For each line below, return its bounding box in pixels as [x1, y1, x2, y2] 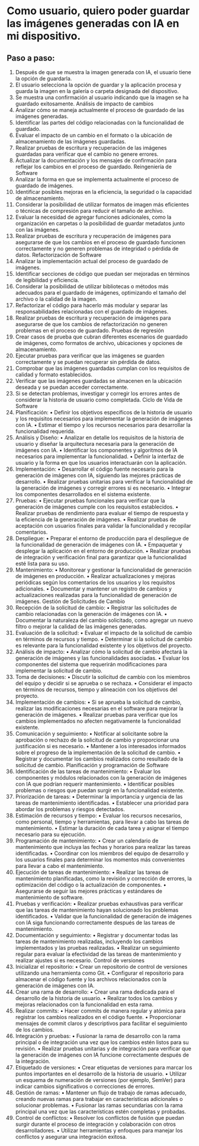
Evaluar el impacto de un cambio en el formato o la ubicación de [15, 132, 172, 139]
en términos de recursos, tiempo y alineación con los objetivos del [15, 686, 178, 693]
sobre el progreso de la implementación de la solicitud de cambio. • [15, 749, 181, 756]
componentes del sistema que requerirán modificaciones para [15, 661, 168, 668]
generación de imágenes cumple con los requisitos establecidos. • [15, 503, 179, 510]
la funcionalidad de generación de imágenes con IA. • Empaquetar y [15, 541, 182, 548]
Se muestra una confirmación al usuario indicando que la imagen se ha [15, 94, 189, 101]
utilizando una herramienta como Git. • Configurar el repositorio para [15, 969, 184, 976]
